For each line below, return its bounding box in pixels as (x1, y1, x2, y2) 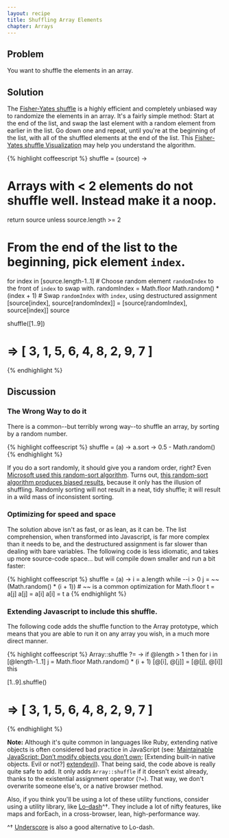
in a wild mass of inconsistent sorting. (7, 492, 114, 501)
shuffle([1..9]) (7, 319, 46, 327)
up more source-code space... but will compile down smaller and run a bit (7, 554, 216, 563)
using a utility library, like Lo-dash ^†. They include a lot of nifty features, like (7, 802, 221, 811)
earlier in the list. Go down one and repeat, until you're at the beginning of (7, 126, 216, 135)
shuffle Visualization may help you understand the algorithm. (24, 141, 196, 149)
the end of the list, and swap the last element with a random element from (7, 119, 216, 127)
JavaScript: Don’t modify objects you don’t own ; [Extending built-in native (7, 753, 216, 761)
